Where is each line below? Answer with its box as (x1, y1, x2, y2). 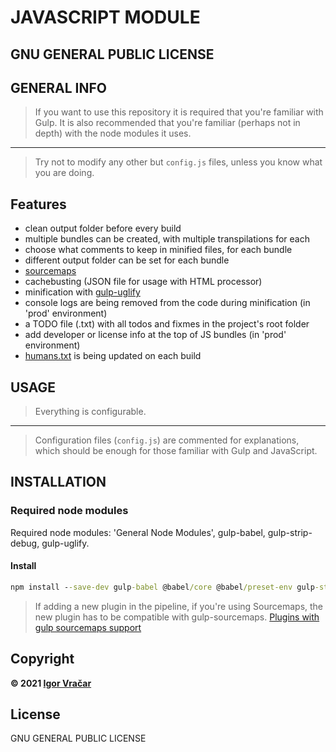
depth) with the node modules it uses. (34, 127, 192, 140)
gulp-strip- (267, 526, 313, 538)
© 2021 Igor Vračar (10, 677, 92, 689)
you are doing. (34, 167, 95, 179)
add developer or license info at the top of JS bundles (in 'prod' (24, 329, 287, 341)
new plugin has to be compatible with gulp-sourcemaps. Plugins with (34, 611, 320, 623)
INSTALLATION (10, 474, 107, 491)
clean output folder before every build (24, 222, 182, 235)
